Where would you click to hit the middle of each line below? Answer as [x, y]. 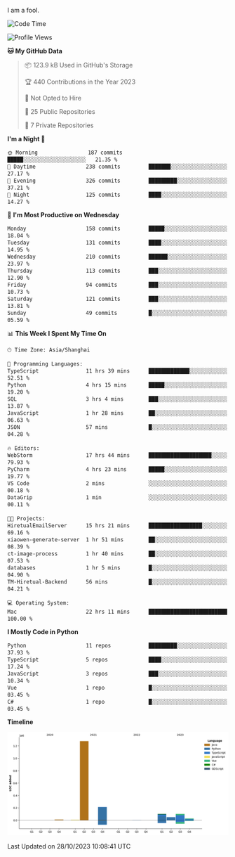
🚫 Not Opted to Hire [53, 98]
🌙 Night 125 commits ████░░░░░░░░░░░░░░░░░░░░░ [117, 195]
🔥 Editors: [23, 449]
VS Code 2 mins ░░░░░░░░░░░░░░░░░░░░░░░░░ [117, 484]
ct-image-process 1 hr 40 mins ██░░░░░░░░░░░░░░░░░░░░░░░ [117, 554]
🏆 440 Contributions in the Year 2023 [80, 82]
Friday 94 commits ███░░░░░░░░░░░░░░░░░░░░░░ [117, 285]
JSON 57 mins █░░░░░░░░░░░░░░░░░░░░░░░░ [117, 427]
